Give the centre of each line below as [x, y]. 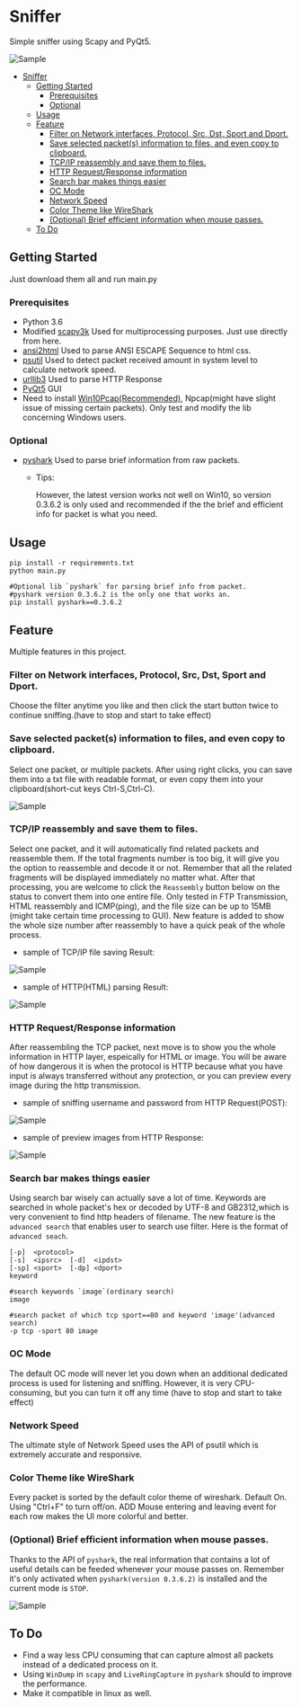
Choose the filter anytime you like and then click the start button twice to [144, 706]
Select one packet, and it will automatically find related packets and [134, 849]
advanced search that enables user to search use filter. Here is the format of [149, 1227]
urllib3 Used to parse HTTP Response [92, 379]
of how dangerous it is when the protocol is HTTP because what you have [146, 1066]
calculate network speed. [69, 369]
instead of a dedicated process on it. [90, 1665]
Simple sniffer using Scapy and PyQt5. [80, 41]
